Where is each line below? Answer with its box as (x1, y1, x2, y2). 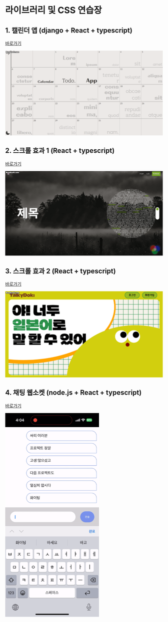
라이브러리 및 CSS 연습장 (5, 5, 102, 16)
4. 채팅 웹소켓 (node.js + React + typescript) (5, 389, 142, 397)
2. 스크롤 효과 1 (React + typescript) (5, 146, 115, 155)
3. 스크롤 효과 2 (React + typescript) (5, 266, 116, 275)
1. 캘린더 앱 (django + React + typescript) (5, 26, 132, 35)
